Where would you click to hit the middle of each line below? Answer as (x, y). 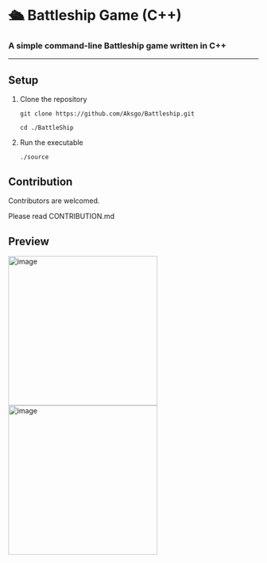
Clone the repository (53, 100)
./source (34, 157)
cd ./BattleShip (46, 128)
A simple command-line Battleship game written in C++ (117, 46)
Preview (29, 241)
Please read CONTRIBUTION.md (62, 217)
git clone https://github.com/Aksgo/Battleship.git (107, 114)
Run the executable (51, 143)
